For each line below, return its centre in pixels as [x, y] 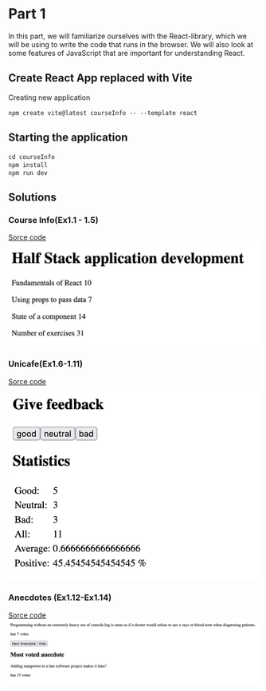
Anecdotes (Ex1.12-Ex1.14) [60, 598]
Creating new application [49, 97]
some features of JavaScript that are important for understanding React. [127, 53]
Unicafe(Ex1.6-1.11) [46, 364]
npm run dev [28, 173]
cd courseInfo [32, 157]
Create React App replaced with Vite [100, 78]
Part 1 [27, 14]
